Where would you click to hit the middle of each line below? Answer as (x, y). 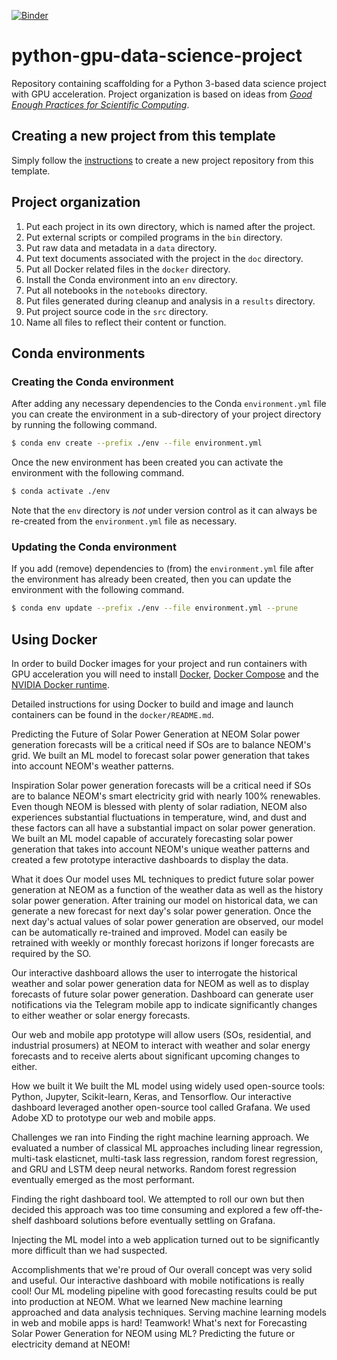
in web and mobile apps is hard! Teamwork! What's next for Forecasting (159, 1322)
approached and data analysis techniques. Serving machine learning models (169, 1312)
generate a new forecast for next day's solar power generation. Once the (161, 911)
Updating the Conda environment (94, 547)
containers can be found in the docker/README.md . (112, 714)
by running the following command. (84, 425)
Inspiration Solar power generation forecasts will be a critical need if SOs (161, 785)
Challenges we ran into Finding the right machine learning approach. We (160, 1137)
